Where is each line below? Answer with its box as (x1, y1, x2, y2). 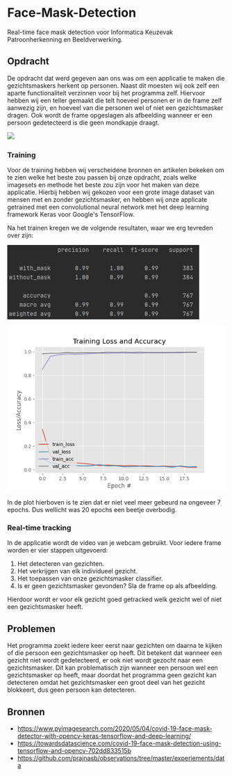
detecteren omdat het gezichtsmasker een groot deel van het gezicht (7, 679, 205, 687)
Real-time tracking (7, 523, 72, 532)
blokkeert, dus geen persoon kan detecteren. (7, 686, 137, 694)
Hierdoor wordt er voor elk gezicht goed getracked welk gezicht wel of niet (7, 595, 222, 603)
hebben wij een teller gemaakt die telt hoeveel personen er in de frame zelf (7, 96, 222, 104)
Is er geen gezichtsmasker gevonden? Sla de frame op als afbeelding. (17, 582, 217, 590)
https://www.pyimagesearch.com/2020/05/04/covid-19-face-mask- (17, 724, 213, 732)
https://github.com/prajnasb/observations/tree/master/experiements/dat (17, 754, 225, 762)
